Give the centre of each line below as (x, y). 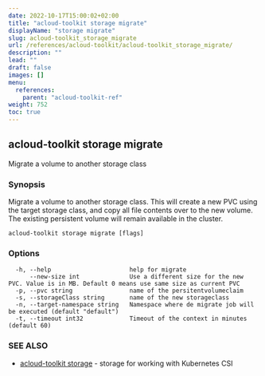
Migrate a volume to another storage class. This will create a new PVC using (133, 202)
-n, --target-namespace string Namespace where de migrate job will (135, 305)
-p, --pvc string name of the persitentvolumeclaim (130, 291)
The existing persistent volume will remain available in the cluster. (116, 219)
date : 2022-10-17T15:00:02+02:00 (64, 16)
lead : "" (23, 61)
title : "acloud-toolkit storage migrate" (78, 23)
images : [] (26, 75)
